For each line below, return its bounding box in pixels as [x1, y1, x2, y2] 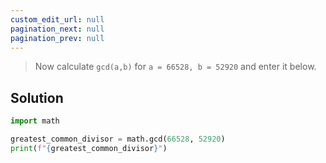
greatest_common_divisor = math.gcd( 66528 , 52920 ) [10, 134, 226, 145]
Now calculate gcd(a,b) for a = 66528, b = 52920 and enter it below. [34, 61, 317, 73]
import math [10, 116, 60, 126]
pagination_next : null [10, 24, 105, 34]
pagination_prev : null [10, 33, 105, 43]
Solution [10, 89, 64, 106]
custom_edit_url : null [10, 14, 105, 25]
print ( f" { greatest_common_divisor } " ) [10, 143, 168, 153]
